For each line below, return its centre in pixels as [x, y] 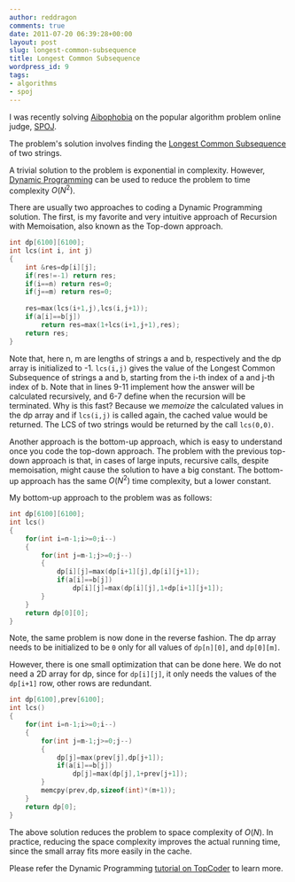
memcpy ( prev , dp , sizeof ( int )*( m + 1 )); [109, 791]
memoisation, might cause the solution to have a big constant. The [131, 470]
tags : [19, 75]
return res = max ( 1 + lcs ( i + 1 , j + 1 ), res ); [111, 324]
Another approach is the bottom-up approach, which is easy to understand [146, 441]
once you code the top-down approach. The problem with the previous [139, 451]
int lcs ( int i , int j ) [51, 251]
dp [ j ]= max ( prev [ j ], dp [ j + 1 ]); [110, 757]
